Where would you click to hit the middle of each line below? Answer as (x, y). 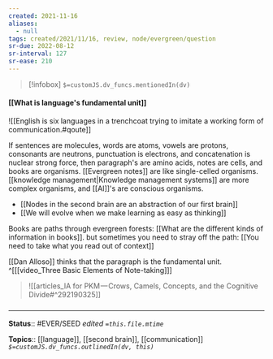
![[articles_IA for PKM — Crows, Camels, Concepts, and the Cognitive (143, 286)
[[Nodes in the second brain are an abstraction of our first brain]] (129, 205)
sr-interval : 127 (38, 54)
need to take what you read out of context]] (81, 246)
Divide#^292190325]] (65, 295)
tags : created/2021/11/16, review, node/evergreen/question (113, 39)
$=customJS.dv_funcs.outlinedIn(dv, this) (81, 347)
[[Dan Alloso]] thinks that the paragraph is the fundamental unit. (115, 262)
